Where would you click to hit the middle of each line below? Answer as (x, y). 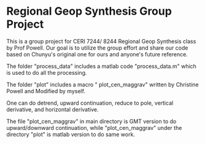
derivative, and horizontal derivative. (52, 109)
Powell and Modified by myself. (46, 91)
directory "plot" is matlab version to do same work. (71, 134)
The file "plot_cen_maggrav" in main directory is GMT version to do (91, 121)
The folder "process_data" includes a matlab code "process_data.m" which (101, 66)
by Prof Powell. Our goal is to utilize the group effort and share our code (97, 48)
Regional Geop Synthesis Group (89, 11)
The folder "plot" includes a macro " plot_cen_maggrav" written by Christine (102, 85)
